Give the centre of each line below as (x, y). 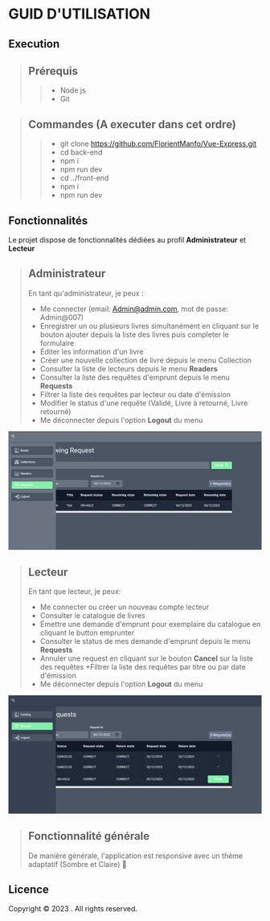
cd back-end (81, 152)
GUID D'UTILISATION (80, 14)
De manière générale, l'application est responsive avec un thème (135, 856)
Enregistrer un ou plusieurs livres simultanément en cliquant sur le (149, 326)
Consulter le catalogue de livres (93, 616)
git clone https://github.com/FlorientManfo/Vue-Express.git (158, 144)
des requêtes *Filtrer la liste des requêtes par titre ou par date (143, 667)
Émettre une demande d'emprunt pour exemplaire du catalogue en (150, 624)
